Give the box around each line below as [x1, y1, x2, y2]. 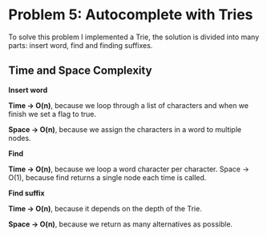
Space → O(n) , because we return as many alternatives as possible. [8, 219, 233, 229]
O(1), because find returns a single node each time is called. [8, 172, 207, 182]
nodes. [8, 133, 31, 143]
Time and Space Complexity [8, 64, 152, 78]
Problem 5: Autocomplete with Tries [8, 6, 253, 24]
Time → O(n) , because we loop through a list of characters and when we [8, 100, 249, 110]
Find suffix [8, 188, 46, 198]
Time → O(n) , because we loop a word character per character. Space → [8, 164, 250, 174]
